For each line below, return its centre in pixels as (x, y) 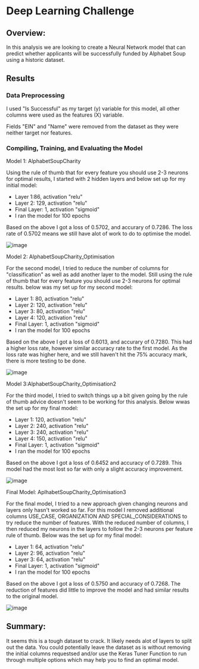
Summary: (26, 626)
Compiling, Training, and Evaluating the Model (74, 148)
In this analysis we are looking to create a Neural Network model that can (96, 47)
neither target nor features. (39, 133)
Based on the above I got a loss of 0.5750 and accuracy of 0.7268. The (93, 583)
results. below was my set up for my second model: (69, 287)
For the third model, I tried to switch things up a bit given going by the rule (97, 395)
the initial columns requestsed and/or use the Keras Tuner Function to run (97, 654)
